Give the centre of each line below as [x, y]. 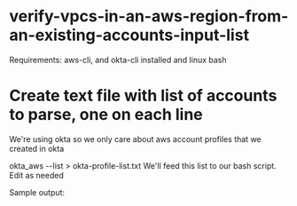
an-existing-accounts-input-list [129, 35]
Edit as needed [36, 175]
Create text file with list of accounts [143, 96]
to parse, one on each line [106, 115]
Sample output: [37, 192]
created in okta [37, 148]
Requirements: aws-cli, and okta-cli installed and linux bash [118, 59]
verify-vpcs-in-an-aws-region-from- [149, 16]
